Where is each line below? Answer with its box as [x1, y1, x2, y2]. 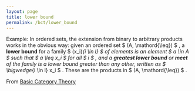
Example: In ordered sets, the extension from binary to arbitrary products [6, 36, 183, 43]
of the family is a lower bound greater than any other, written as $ [6, 60, 166, 68]
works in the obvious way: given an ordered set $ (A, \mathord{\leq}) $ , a [6, 42, 185, 49]
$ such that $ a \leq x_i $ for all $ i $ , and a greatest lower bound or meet [6, 54, 188, 62]
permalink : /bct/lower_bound [6, 19, 78, 25]
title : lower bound [6, 14, 54, 20]
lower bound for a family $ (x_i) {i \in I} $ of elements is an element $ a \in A [6, 48, 189, 55]
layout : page [6, 8, 38, 15]
